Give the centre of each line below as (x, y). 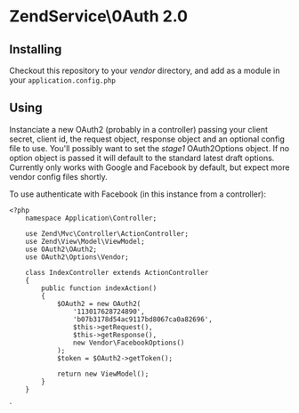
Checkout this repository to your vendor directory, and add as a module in (145, 70)
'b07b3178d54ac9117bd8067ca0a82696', (143, 319)
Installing (36, 49)
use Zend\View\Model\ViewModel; (85, 241)
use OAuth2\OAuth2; (61, 249)
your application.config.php (62, 80)
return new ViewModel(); (103, 374)
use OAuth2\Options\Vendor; (77, 257)
